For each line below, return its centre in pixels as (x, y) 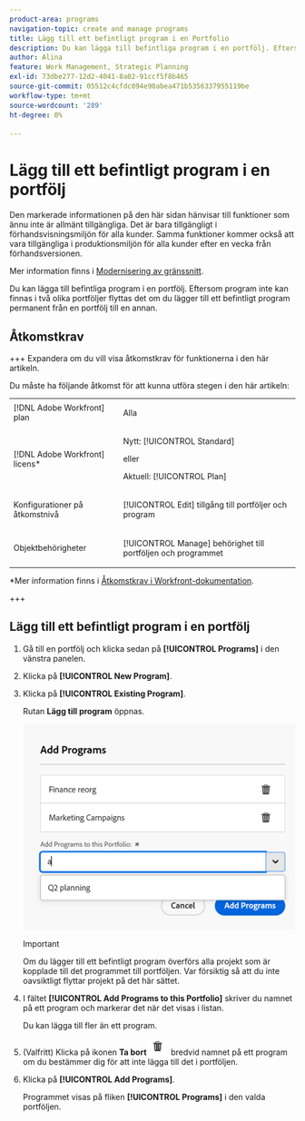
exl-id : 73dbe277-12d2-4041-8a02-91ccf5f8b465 (99, 77)
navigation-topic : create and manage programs (99, 29)
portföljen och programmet (173, 553)
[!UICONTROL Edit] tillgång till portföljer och (205, 505)
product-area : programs (54, 19)
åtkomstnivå (36, 515)
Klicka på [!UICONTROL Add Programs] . (98, 1079)
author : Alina (36, 58)
